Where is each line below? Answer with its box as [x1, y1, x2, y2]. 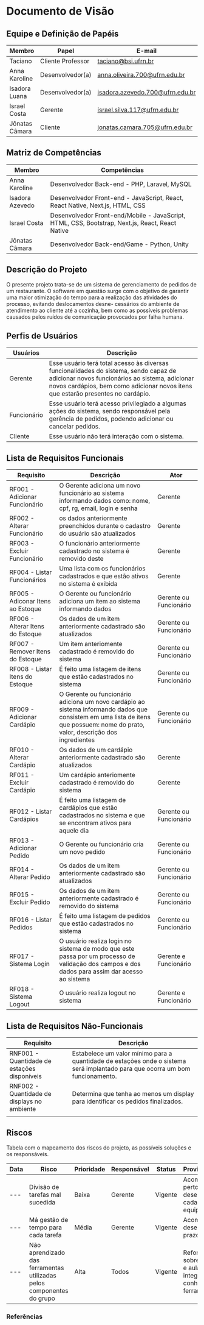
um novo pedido [59, 848, 106, 856]
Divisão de [29, 1182, 59, 1191]
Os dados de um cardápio [59, 745, 133, 754]
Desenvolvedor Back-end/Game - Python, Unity [50, 240, 189, 248]
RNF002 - [9, 1082, 39, 1090]
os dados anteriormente [59, 514, 127, 522]
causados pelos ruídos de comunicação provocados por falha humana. [6, 313, 184, 321]
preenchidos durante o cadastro [59, 522, 151, 530]
